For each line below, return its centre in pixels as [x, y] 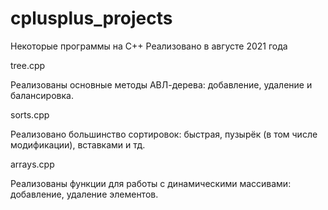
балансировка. [42, 95]
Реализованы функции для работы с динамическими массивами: [151, 183]
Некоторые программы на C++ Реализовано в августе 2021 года [149, 46]
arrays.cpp [32, 164]
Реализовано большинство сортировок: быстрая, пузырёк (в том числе [164, 134]
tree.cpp [28, 65]
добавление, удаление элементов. [84, 194]
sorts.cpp [30, 114]
